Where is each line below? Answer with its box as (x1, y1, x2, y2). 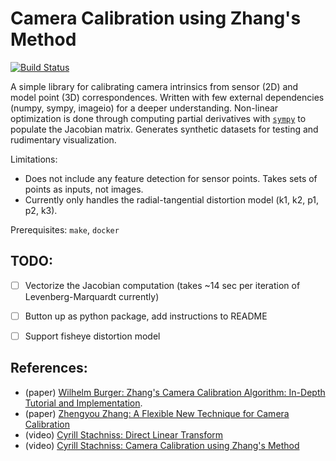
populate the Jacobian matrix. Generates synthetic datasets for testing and (10, 123, 319, 135)
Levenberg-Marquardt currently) (24, 290, 160, 302)
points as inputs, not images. (24, 183, 144, 195)
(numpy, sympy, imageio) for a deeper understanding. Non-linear (10, 102, 279, 114)
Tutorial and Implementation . (24, 397, 143, 409)
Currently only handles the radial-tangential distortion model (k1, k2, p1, (24, 193, 320, 206)
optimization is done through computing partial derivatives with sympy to (10, 112, 307, 124)
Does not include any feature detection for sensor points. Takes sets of (24, 172, 318, 184)
